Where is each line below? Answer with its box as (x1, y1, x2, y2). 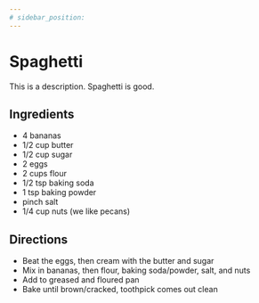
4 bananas (21, 130, 62, 141)
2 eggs (21, 159, 48, 169)
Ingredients (9, 106, 75, 121)
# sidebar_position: (9, 12, 86, 22)
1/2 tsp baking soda (21, 177, 95, 188)
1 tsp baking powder (21, 187, 97, 198)
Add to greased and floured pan (21, 274, 140, 285)
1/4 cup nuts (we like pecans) (21, 206, 131, 217)
